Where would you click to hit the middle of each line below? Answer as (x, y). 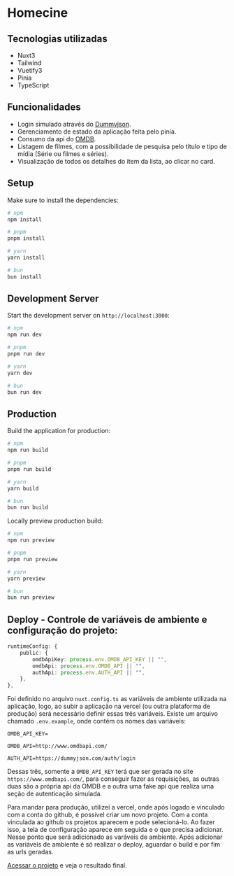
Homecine (38, 13)
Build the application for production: (59, 431)
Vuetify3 (30, 70)
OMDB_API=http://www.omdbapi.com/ (58, 747)
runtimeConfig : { (32, 647)
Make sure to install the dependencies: (63, 200)
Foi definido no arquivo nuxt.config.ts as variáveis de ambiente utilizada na (117, 699)
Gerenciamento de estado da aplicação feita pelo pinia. (97, 132)
